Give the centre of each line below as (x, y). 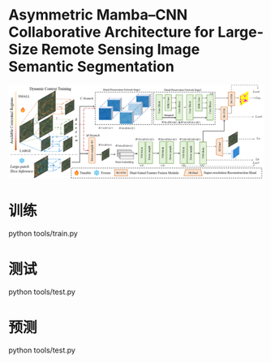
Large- (241, 32)
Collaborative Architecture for (112, 32)
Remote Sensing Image (120, 50)
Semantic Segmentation (91, 67)
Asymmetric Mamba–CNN (98, 15)
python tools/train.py (43, 234)
